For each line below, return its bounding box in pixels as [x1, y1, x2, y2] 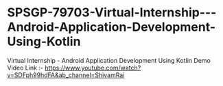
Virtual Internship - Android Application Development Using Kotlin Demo [7, 56, 211, 64]
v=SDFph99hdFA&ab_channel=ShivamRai [7, 70, 125, 79]
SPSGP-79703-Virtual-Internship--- [7, 5, 217, 20]
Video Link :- [7, 63, 43, 72]
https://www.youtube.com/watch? [44, 63, 141, 72]
